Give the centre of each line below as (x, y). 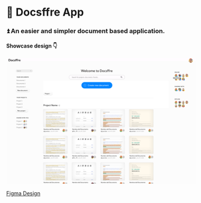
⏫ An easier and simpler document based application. (86, 31)
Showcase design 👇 (32, 46)
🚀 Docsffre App (45, 12)
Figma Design (23, 193)
